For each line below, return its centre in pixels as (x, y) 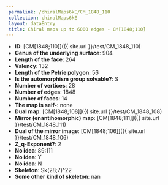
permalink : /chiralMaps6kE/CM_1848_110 (59, 12)
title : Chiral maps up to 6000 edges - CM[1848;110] (77, 29)
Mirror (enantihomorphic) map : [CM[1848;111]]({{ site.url (87, 118)
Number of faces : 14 (41, 99)
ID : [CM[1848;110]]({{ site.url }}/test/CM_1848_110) (78, 47)
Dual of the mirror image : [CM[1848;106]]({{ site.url (80, 131)
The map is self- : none (44, 105)
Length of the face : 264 (45, 59)
